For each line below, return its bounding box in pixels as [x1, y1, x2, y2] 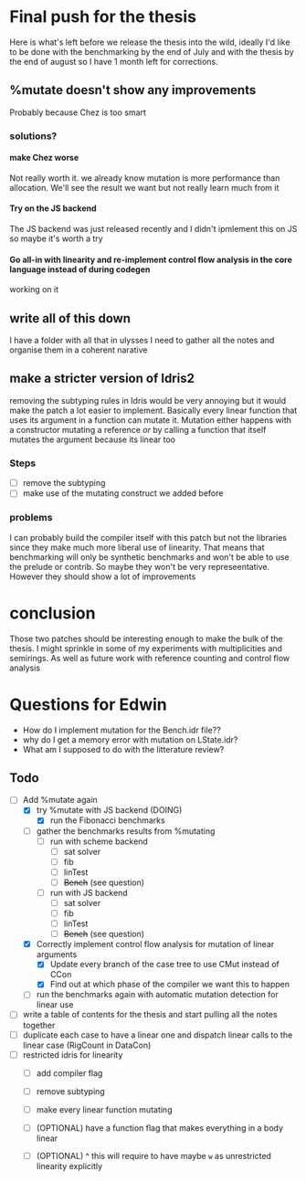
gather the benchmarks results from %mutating [36, 825, 216, 837]
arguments [36, 949, 78, 960]
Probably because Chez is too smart [9, 107, 146, 118]
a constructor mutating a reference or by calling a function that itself [9, 424, 267, 435]
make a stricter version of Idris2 [9, 371, 195, 386]
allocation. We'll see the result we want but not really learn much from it [9, 182, 280, 193]
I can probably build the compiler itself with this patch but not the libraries [9, 532, 288, 543]
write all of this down [9, 311, 131, 326]
